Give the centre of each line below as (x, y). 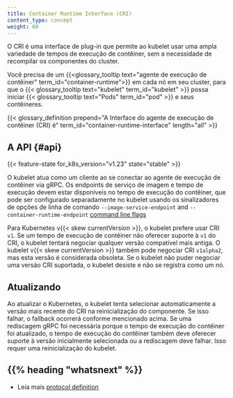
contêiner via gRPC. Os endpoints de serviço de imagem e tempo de (105, 185)
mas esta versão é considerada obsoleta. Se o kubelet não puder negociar (114, 258)
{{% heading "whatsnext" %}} (75, 370)
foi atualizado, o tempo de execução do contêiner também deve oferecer (112, 333)
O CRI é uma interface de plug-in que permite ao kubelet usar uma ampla (112, 47)
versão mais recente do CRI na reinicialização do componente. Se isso (108, 311)
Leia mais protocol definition (58, 387)
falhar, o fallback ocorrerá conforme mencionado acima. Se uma (99, 319)
